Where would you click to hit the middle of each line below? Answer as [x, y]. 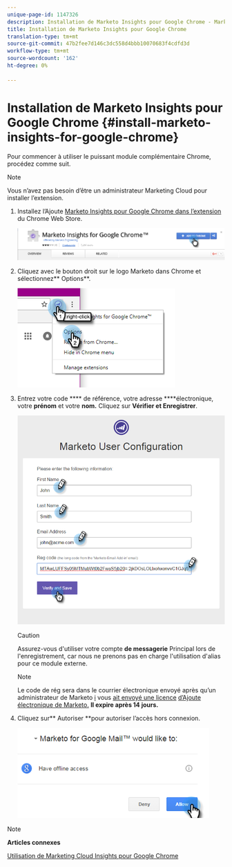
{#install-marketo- [156, 123]
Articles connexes [34, 843]
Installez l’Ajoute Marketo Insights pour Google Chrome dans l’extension [119, 211]
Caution [28, 636]
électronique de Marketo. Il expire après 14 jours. [88, 705]
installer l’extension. [35, 197]
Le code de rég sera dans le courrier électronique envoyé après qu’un [116, 690]
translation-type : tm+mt [43, 37]
